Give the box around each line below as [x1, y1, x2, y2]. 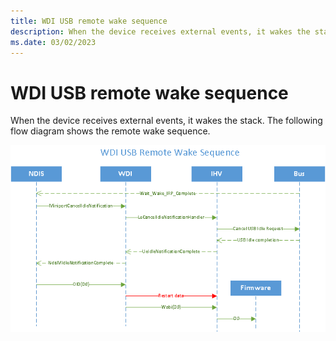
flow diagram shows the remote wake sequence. [10, 125, 211, 137]
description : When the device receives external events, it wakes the [10, 26, 311, 37]
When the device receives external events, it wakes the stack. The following [10, 115, 323, 127]
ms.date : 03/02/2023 [10, 37, 97, 47]
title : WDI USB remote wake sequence [10, 16, 168, 26]
